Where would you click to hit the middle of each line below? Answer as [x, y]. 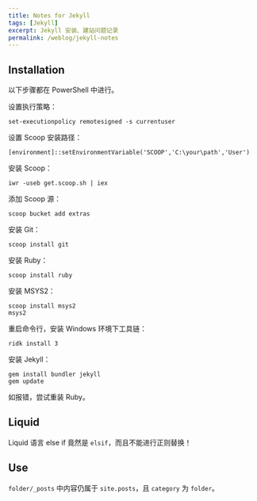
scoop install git [38, 245]
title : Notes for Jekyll [49, 15]
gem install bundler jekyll [55, 375]
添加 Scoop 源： [35, 199]
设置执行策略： [33, 107]
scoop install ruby [40, 275]
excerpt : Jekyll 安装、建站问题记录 [63, 30]
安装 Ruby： [28, 260]
